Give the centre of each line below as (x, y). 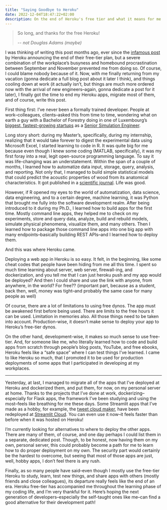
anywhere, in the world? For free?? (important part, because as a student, (81, 286)
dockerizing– (131, 393)
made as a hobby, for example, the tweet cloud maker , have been (72, 409)
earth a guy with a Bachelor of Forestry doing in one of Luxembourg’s (76, 120)
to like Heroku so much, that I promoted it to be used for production (74, 358)
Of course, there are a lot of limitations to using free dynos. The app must (80, 306)
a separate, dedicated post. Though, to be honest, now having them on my (82, 440)
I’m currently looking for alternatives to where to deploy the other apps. (78, 429)
